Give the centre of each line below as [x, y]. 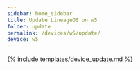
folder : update [29, 26]
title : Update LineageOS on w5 [52, 20]
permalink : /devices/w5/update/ [54, 33]
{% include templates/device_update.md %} [70, 59]
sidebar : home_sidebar [40, 14]
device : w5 [23, 40]
